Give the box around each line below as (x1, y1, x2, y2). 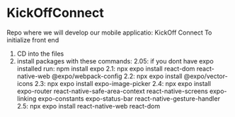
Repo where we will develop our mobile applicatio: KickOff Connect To (6, 28, 212, 37)
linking (16, 94, 37, 103)
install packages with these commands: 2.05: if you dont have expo (16, 56, 214, 65)
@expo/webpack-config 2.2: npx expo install (51, 72, 183, 80)
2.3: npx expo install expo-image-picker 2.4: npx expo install (34, 79, 212, 87)
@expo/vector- (183, 72, 228, 80)
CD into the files (16, 49, 64, 58)
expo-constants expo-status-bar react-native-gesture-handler (38, 94, 221, 103)
